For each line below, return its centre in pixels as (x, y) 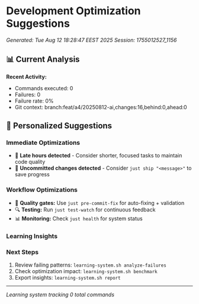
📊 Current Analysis (43, 60)
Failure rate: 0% (34, 101)
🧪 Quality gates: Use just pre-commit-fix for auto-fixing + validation (99, 202)
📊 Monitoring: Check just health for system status (79, 218)
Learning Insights (32, 236)
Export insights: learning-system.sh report (68, 277)
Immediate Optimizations (43, 142)
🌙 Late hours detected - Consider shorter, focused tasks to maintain (98, 156)
